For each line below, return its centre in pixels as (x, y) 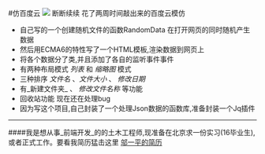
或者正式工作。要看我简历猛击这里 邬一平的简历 (85, 142)
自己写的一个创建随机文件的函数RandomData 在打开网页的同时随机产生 (135, 30)
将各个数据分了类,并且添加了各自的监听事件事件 (97, 59)
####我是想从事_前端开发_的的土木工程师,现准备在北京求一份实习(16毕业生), (132, 132)
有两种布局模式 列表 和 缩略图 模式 (75, 69)
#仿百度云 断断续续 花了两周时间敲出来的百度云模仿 (97, 13)
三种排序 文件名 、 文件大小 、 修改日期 (82, 79)
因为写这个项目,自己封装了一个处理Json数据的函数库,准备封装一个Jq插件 (137, 108)
